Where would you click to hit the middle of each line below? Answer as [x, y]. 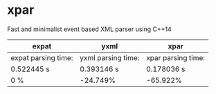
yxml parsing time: [109, 57]
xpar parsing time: [176, 57]
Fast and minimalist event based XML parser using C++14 [89, 29]
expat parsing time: [42, 57]
